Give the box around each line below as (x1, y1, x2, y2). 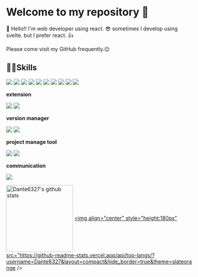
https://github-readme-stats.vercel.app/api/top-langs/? (20, 251, 155, 259)
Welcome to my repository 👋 (6, 5, 149, 19)
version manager (6, 114, 49, 121)
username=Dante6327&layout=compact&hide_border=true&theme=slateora (6, 258, 192, 265)
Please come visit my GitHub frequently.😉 (6, 45, 110, 52)
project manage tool (6, 138, 57, 145)
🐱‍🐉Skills (6, 62, 37, 73)
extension (6, 90, 32, 97)
